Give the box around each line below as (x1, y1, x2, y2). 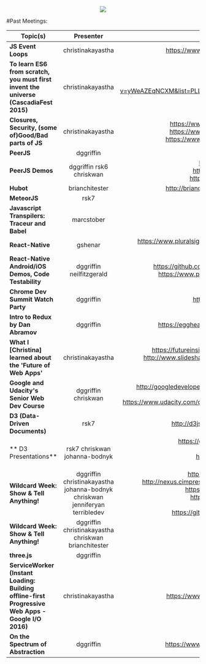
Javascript (9, 204, 42, 212)
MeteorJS (9, 194, 39, 202)
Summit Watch (9, 295, 54, 303)
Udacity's (9, 386, 39, 395)
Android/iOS (9, 262, 47, 270)
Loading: (9, 576, 36, 585)
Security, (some (9, 123, 57, 132)
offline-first (9, 592, 45, 600)
